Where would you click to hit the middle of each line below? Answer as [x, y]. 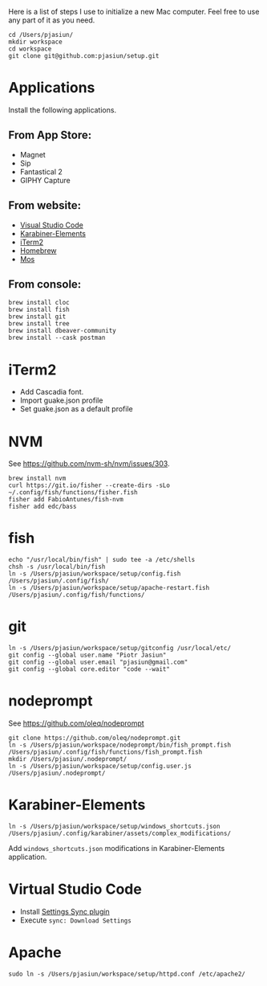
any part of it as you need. [52, 20]
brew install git [37, 317]
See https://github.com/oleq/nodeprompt [76, 723]
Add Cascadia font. [52, 392]
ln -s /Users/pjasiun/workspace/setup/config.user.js [100, 767]
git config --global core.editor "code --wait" [89, 669]
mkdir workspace [35, 42]
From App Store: [50, 135]
